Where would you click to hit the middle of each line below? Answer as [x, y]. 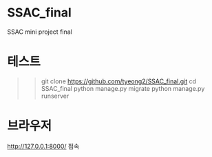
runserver [55, 96]
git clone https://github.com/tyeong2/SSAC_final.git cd [119, 81]
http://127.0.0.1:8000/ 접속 [43, 146]
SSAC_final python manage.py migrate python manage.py [123, 88]
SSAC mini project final [40, 32]
